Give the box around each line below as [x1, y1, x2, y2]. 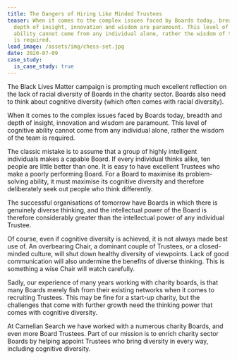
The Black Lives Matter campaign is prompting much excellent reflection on [7, 82, 227, 90]
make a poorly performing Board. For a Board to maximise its [7, 169, 185, 178]
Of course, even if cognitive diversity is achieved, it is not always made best [7, 234, 228, 243]
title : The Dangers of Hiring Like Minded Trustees [7, 10, 162, 18]
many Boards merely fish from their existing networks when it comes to [7, 285, 215, 294]
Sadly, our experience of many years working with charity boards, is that [7, 278, 219, 287]
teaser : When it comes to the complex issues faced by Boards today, [7, 17, 217, 24]
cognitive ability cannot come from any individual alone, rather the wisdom [7, 126, 224, 134]
